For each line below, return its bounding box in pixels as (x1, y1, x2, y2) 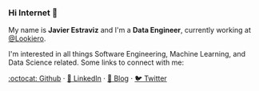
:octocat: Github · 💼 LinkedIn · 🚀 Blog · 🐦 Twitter (8, 73, 168, 83)
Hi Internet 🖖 (8, 7, 58, 18)
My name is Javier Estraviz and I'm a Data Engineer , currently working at (8, 26, 252, 35)
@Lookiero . (8, 34, 46, 43)
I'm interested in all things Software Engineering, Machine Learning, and (8, 49, 246, 59)
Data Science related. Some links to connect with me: (8, 57, 185, 67)
